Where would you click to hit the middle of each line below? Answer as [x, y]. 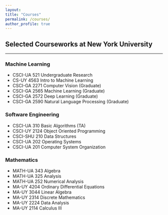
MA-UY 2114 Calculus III [37, 208]
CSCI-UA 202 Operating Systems [47, 141]
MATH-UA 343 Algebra [36, 170]
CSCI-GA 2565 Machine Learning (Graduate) [58, 91]
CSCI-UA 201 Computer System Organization [59, 147]
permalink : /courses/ [28, 19]
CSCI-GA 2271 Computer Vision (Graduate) [57, 86]
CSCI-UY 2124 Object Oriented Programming [59, 131]
